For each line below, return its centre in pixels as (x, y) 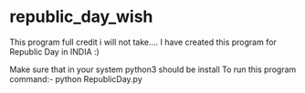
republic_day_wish (81, 17)
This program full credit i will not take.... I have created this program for (143, 42)
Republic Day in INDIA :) (55, 51)
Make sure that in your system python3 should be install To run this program (153, 69)
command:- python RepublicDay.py (76, 78)
